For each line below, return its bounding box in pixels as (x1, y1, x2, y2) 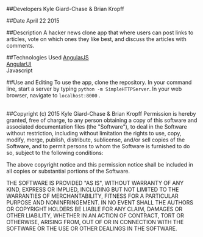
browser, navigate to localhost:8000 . (6, 92, 101, 99)
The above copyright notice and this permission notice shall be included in (6, 161, 193, 168)
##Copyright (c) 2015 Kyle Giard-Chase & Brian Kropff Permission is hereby (6, 110, 196, 117)
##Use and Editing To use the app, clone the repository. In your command (6, 79, 192, 86)
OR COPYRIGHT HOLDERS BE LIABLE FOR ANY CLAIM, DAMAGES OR (6, 205, 183, 213)
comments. (6, 42, 35, 49)
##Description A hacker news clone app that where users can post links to (6, 29, 194, 36)
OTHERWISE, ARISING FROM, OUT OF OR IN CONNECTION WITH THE (6, 219, 184, 225)
